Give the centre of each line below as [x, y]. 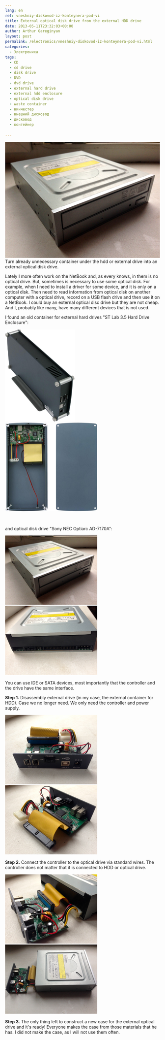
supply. [13, 708]
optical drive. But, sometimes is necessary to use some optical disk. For [78, 282]
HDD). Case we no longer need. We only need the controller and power [77, 703]
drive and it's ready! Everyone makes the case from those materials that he [81, 1027]
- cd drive [21, 67]
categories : [17, 47]
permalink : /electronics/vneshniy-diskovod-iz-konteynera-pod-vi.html [79, 42]
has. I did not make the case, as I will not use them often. [63, 1032]
